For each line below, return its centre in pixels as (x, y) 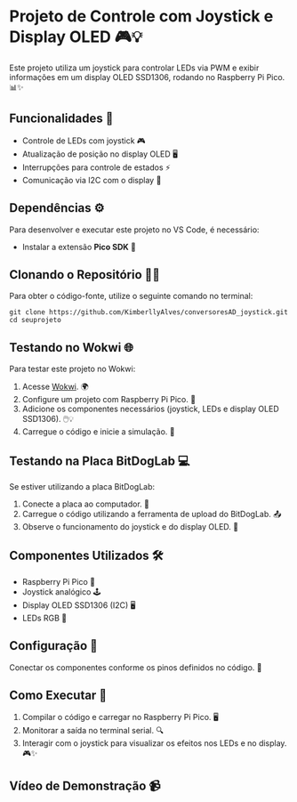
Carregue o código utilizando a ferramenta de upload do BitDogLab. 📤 (152, 514)
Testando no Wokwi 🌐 (71, 348)
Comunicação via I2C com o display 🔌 (92, 180)
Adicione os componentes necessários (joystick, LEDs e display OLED (150, 409)
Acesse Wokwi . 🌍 (55, 387)
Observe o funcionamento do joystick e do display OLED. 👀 (130, 527)
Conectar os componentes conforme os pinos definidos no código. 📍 (136, 667)
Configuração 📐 (53, 646)
